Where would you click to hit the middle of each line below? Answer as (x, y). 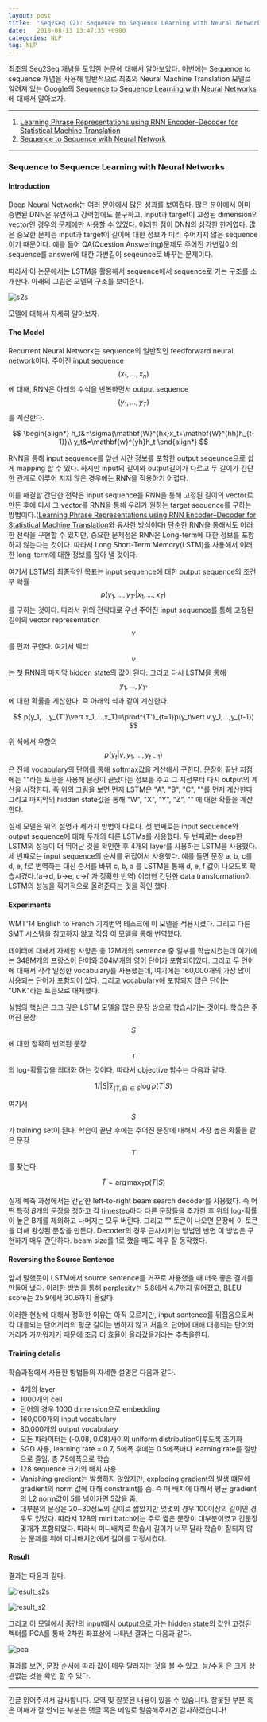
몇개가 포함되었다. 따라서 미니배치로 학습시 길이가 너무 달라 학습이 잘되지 (132, 1528)
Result (19, 1557)
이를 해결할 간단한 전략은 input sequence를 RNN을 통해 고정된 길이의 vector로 (131, 495)
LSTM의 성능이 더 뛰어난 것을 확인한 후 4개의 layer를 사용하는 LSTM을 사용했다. (133, 846)
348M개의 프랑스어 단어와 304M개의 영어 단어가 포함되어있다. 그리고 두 (128, 960)
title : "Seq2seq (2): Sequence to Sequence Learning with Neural (120, 23)
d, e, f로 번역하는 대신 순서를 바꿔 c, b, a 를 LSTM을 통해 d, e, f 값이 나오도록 (128, 866)
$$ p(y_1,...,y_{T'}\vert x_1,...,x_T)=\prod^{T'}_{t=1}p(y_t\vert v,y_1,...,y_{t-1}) (133, 716)
